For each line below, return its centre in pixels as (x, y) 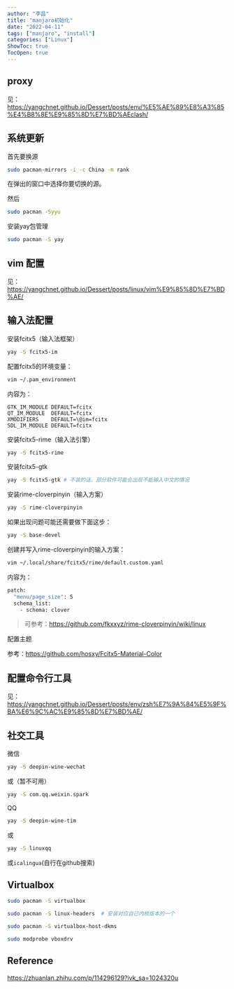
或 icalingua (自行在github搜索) (51, 862)
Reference (30, 961)
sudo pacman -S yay (36, 240)
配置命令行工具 (39, 678)
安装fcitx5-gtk (27, 467)
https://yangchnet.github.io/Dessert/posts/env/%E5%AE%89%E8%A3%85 (116, 107)
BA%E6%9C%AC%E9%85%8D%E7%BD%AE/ (75, 711)
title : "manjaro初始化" (40, 20)
